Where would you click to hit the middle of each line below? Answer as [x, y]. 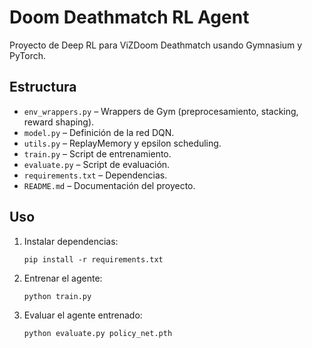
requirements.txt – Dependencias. [95, 175]
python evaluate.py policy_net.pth [98, 333]
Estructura [43, 87]
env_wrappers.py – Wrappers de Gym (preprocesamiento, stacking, [161, 111]
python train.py [57, 296]
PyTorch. [28, 55]
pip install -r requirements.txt [93, 259]
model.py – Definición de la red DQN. [99, 132]
